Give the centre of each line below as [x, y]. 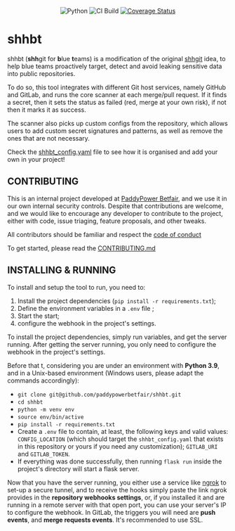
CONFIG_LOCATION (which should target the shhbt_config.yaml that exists [120, 439]
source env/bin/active [51, 417]
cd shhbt [30, 402]
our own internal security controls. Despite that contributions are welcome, [115, 206]
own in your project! [36, 159]
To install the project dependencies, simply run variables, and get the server [117, 337]
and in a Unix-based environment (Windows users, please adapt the [106, 373]
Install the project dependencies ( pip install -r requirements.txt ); [116, 301]
